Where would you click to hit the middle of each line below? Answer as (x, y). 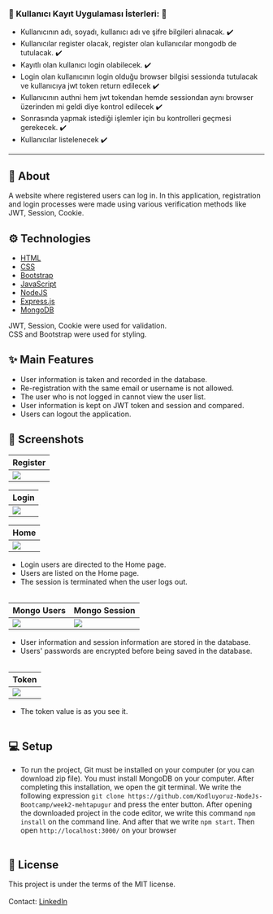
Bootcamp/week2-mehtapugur (66, 805)
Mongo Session (104, 610)
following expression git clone (72, 796)
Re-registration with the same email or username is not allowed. (127, 388)
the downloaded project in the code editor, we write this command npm (138, 813)
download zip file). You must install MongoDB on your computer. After (137, 779)
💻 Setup (30, 746)
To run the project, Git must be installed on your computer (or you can (137, 770)
